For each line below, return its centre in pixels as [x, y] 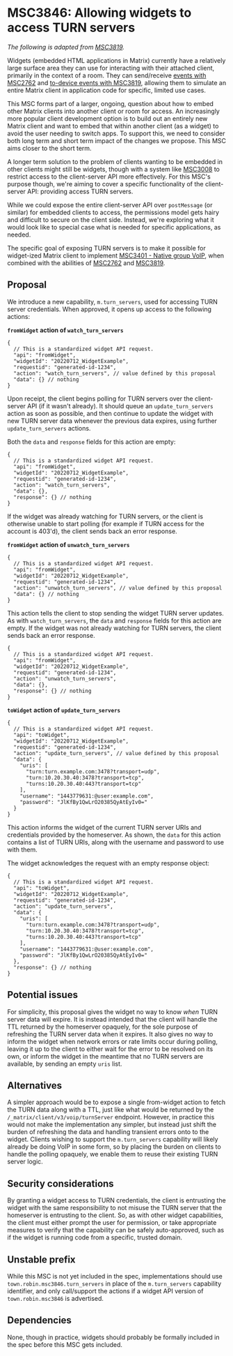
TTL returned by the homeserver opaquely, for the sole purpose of [103, 1027]
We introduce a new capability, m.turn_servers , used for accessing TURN [112, 301]
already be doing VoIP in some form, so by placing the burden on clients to [114, 1147]
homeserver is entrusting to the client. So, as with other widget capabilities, [115, 1215]
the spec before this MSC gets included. [65, 1344]
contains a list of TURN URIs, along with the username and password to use [116, 842]
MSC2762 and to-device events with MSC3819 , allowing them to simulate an [117, 82]
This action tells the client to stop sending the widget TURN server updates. [115, 613]
